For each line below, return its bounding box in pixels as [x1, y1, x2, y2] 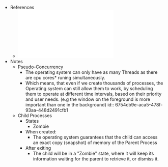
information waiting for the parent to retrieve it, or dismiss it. [33, 156, 159, 162]
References [10, 5, 35, 10]
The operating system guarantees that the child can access [33, 134, 158, 140]
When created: [25, 129, 57, 134]
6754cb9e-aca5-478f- [115, 102, 163, 107]
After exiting [25, 145, 51, 151]
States [25, 118, 39, 124]
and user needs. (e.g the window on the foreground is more [25, 96, 151, 102]
